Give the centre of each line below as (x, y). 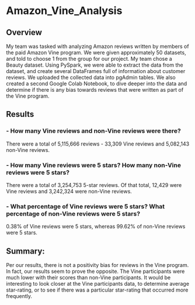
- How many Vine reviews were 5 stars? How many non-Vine (93, 165)
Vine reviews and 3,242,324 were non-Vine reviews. (69, 191)
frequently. (19, 296)
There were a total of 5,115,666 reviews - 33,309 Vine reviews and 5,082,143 (98, 144)
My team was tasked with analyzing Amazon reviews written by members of (97, 46)
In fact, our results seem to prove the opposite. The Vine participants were (95, 271)
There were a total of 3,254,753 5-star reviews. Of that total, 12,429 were (94, 185)
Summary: (25, 251)
